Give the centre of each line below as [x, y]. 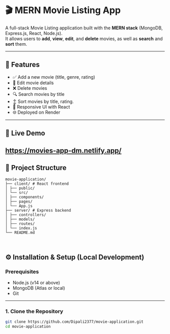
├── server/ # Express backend [38, 211]
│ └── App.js [19, 206]
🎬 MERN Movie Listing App [63, 10]
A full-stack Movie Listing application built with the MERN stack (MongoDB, [84, 28]
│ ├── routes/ [20, 224]
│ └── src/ [17, 193]
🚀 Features [23, 65]
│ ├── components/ [25, 197]
